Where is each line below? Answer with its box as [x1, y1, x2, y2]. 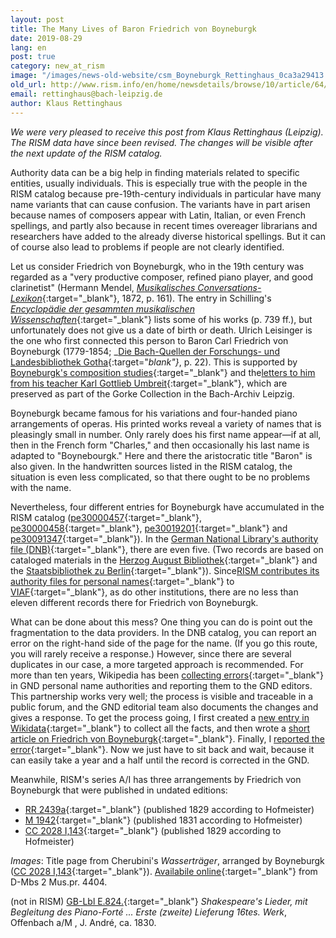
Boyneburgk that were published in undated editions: [10, 784, 228, 796]
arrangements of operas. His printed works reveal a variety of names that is [10, 417, 322, 430]
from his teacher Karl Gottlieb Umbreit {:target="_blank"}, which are [10, 377, 288, 389]
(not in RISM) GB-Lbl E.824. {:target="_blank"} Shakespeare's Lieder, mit [10, 895, 308, 907]
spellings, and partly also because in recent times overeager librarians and [10, 219, 318, 231]
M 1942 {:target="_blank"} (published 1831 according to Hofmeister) [24, 814, 303, 826]
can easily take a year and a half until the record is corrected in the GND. [10, 754, 310, 766]
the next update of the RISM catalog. [10, 147, 163, 159]
